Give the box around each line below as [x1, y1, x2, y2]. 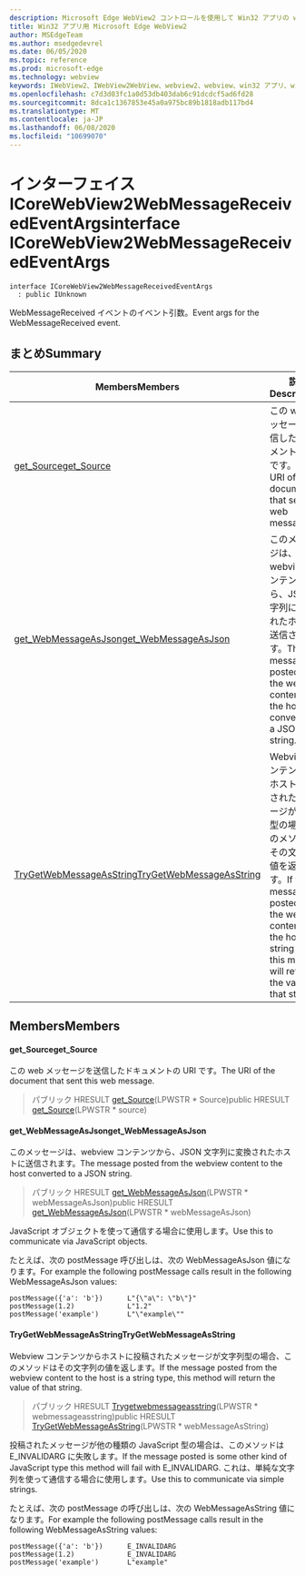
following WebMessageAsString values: [9, 1524, 158, 1535]
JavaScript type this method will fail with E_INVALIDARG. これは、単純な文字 [9, 1462, 295, 1473]
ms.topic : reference [9, 56, 88, 65]
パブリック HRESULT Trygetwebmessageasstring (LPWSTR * [31, 1400, 259, 1411]
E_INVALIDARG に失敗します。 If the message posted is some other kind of [9, 1450, 288, 1461]
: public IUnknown [17, 290, 88, 299]
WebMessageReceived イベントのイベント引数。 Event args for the [9, 307, 260, 318]
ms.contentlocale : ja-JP [9, 115, 103, 124]
